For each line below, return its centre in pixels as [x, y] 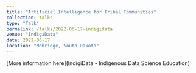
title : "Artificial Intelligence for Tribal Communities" [81, 12]
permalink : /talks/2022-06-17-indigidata [60, 29]
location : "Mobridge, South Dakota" [53, 46]
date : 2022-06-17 [28, 40]
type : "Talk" [23, 23]
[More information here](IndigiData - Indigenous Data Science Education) [98, 63]
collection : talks [30, 18]
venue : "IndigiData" [33, 35]
